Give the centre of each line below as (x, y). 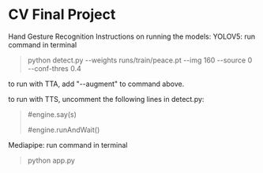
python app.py (51, 160)
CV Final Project (62, 15)
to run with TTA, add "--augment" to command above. (96, 84)
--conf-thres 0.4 (54, 68)
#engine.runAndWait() (64, 130)
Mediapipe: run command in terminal (68, 145)
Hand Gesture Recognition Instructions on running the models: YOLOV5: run (131, 36)
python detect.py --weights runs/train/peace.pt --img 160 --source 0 (140, 60)
